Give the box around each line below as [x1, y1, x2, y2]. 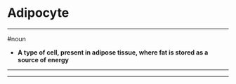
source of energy [17, 55, 69, 64]
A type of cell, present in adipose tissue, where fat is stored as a [17, 48, 209, 57]
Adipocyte [7, 5, 70, 21]
